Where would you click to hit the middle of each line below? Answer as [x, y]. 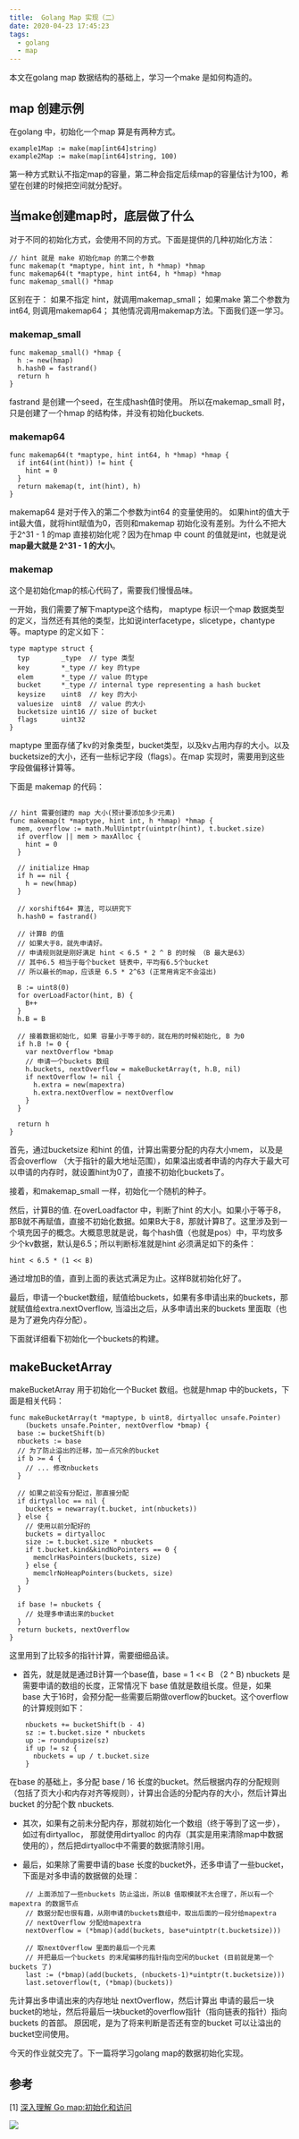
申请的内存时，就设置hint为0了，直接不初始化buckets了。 [123, 1172]
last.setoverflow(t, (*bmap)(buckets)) [100, 1983]
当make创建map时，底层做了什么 [102, 216]
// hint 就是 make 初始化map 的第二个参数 [82, 258]
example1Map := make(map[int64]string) [83, 149]
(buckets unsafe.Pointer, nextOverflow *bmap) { [117, 1426]
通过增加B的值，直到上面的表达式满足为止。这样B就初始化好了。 [128, 1278]
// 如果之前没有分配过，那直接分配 [73, 1494]
